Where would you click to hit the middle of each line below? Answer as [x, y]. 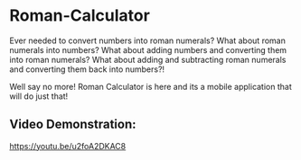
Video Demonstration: [73, 124]
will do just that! [39, 96]
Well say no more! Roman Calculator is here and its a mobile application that [150, 86]
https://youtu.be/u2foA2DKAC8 [68, 146]
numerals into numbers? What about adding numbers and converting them [148, 49]
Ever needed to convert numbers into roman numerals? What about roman [148, 40]
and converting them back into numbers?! [87, 69]
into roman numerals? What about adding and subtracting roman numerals [148, 59]
